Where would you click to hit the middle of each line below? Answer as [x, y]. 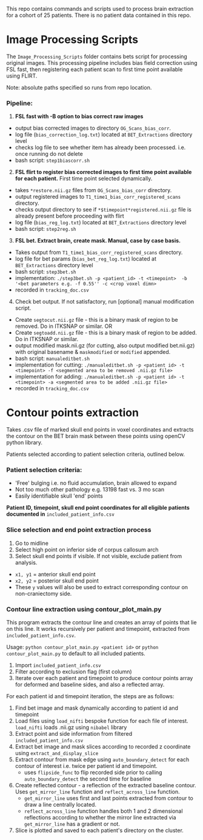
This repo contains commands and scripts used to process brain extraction [100, 9]
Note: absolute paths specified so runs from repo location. [79, 87]
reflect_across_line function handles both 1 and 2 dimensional [103, 811]
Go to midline [32, 543]
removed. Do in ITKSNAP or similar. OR [64, 326]
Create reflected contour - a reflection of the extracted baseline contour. [106, 785]
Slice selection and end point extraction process [79, 530]
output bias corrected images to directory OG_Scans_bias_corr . [93, 128]
